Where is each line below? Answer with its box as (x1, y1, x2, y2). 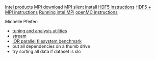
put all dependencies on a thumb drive (12, 44, 90, 49)
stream (12, 33, 27, 39)
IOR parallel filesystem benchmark (12, 38, 82, 44)
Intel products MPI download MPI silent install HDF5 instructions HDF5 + (5, 4, 151, 10)
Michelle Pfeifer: (5, 19, 38, 24)
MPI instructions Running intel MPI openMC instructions (5, 9, 118, 15)
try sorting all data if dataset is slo (12, 48, 81, 54)
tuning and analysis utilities (12, 28, 67, 33)
